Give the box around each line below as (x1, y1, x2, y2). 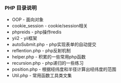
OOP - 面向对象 (11, 16, 44, 23)
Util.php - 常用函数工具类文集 (11, 73, 72, 79)
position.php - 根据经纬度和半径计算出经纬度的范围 (11, 66, 117, 73)
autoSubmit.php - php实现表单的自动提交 (11, 41, 97, 48)
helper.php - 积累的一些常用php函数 (11, 54, 86, 60)
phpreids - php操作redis (11, 29, 62, 35)
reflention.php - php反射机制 (11, 48, 71, 54)
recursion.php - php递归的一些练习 (11, 60, 84, 66)
